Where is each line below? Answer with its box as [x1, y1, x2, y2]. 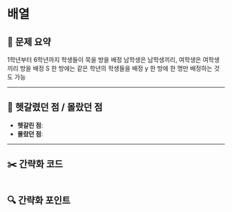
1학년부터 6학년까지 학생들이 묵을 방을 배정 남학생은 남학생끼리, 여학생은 [7, 56, 202, 64]
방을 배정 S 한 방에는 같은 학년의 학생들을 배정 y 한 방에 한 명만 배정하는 [19, 64, 213, 73]
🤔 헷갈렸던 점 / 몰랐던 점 [7, 102, 103, 113]
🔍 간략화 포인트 [7, 195, 71, 206]
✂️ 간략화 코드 [7, 158, 64, 170]
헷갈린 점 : [17, 121, 43, 129]
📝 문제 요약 [7, 36, 52, 48]
